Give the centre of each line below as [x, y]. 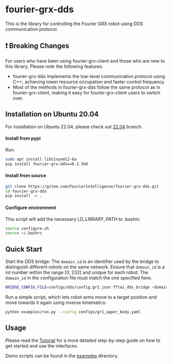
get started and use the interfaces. [42, 346]
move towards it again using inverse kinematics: [56, 302]
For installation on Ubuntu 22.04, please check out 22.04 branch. [74, 126]
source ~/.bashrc [24, 233]
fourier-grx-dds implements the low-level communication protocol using [89, 76]
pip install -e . [24, 196]
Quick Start [24, 249]
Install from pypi [23, 138]
